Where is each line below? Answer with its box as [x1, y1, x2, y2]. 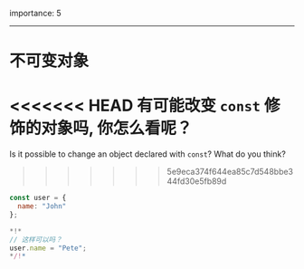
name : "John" [17, 202, 67, 211]
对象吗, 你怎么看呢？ [41, 118, 193, 139]
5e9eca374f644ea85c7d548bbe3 [166, 167, 294, 178]
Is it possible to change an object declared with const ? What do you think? [9, 149, 287, 159]
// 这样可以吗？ [9, 235, 62, 244]
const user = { [9, 194, 67, 203]
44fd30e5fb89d [166, 176, 227, 187]
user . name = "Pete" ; [9, 244, 88, 253]
